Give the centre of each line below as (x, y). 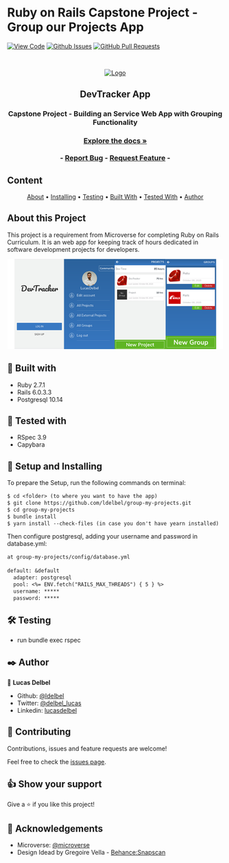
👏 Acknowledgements (55, 828)
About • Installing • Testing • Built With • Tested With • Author (115, 196)
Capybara (31, 445)
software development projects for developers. (73, 249)
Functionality (115, 123)
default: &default (33, 571)
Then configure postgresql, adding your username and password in (103, 536)
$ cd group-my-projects (41, 510)
